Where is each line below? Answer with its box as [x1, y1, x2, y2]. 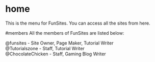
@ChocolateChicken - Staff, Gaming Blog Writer [5, 51, 106, 57]
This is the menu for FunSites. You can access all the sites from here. [5, 20, 150, 26]
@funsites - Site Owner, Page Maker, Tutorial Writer [5, 39, 114, 46]
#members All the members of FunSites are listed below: [5, 30, 124, 36]
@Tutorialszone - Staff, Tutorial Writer [5, 45, 85, 51]
